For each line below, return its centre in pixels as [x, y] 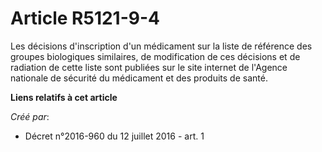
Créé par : [30, 116]
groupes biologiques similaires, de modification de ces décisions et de [155, 56]
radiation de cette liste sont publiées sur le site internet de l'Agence [149, 67]
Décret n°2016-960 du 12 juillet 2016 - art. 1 [114, 136]
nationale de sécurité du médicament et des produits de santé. [139, 78]
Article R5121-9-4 [85, 18]
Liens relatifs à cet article [64, 97]
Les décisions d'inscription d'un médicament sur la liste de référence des [161, 46]
